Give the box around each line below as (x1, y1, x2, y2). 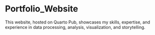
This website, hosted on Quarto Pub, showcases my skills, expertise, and (5, 19, 151, 25)
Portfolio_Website (5, 3, 78, 14)
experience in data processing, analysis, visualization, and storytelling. (5, 24, 146, 30)
